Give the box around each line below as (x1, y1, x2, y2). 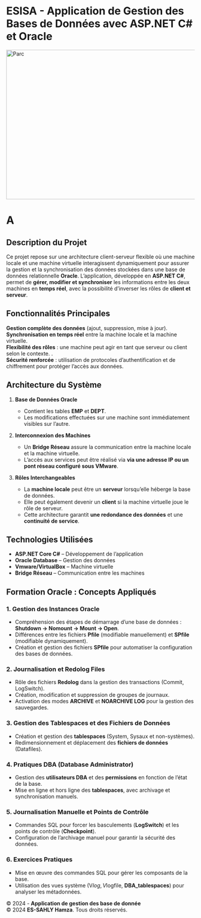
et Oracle (6, 30, 53, 43)
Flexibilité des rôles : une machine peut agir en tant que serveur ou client (6, 343, 187, 350)
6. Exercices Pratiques (6, 855, 73, 864)
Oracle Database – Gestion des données (14, 557, 115, 564)
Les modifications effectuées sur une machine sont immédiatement (23, 414, 190, 421)
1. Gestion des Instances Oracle (6, 605, 100, 613)
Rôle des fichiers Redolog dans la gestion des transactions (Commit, (14, 679, 184, 686)
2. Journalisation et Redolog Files (6, 665, 105, 673)
